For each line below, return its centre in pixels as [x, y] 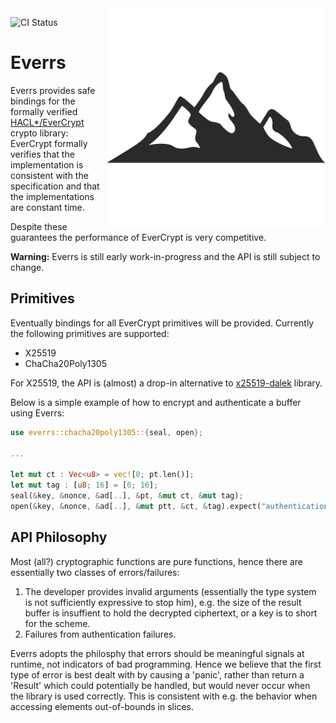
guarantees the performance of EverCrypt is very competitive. [138, 237]
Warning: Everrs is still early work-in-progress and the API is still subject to [165, 256]
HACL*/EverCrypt [47, 122]
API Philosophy [59, 537]
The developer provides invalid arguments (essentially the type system [170, 591]
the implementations [52, 196]
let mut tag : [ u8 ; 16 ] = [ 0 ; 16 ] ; [84, 485]
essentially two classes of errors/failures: [95, 572]
